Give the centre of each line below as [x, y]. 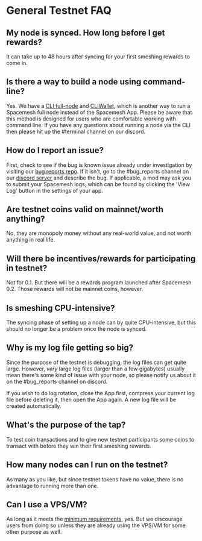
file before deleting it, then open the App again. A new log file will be [91, 399]
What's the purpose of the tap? [66, 425]
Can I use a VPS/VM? [47, 505]
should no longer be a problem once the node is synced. [76, 329]
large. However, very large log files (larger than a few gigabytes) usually [96, 369]
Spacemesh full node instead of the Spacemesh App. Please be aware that [99, 112]
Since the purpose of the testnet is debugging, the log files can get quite [96, 362]
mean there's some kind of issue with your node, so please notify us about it [101, 375]
